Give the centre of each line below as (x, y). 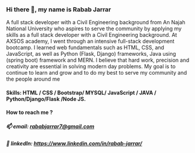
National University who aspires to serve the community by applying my (94, 28)
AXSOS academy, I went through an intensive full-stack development (90, 42)
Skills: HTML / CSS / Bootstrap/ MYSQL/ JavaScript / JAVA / (81, 93)
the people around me (33, 79)
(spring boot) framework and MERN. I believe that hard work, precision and (98, 60)
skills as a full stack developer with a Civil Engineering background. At (92, 35)
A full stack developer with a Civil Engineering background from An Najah (96, 23)
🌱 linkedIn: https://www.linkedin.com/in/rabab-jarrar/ (74, 144)
